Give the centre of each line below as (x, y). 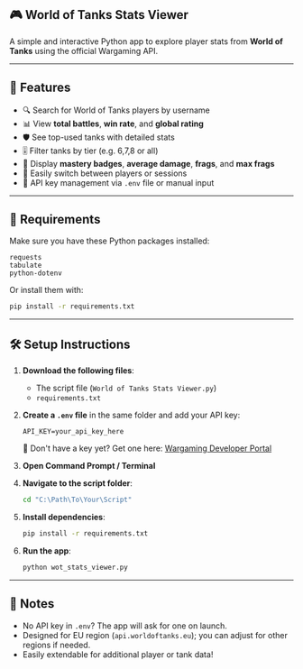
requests (26, 258)
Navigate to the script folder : (78, 483)
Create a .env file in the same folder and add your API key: (131, 415)
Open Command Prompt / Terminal (89, 466)
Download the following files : (78, 371)
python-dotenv (36, 273)
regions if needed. (56, 645)
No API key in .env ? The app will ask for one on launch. (125, 626)
